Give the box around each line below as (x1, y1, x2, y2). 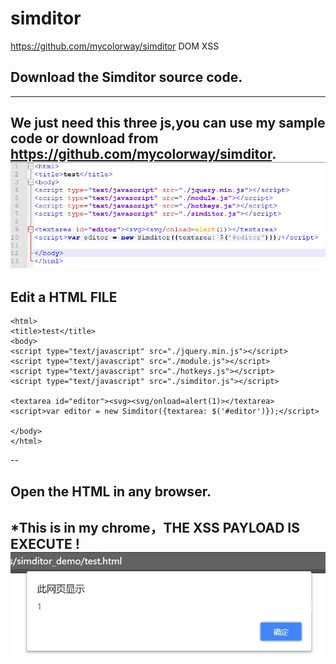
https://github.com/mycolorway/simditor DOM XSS (10, 40, 220, 52)
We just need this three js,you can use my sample (10, 115, 326, 132)
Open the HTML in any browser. (10, 483, 212, 500)
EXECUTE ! (10, 536, 80, 553)
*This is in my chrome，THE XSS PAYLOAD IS (10, 520, 300, 537)
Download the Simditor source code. (10, 69, 243, 86)
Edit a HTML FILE (10, 288, 118, 306)
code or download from (10, 130, 159, 147)
